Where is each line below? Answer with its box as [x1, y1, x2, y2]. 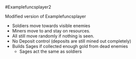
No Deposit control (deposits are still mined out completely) [12, 38, 132, 44]
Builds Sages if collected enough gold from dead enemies [12, 44, 128, 49]
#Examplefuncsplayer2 [5, 4, 51, 10]
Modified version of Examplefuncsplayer [5, 14, 86, 19]
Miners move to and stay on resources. [12, 28, 91, 33]
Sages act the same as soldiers [19, 48, 82, 54]
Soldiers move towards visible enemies [12, 23, 91, 29]
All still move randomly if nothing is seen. [12, 33, 95, 39]
